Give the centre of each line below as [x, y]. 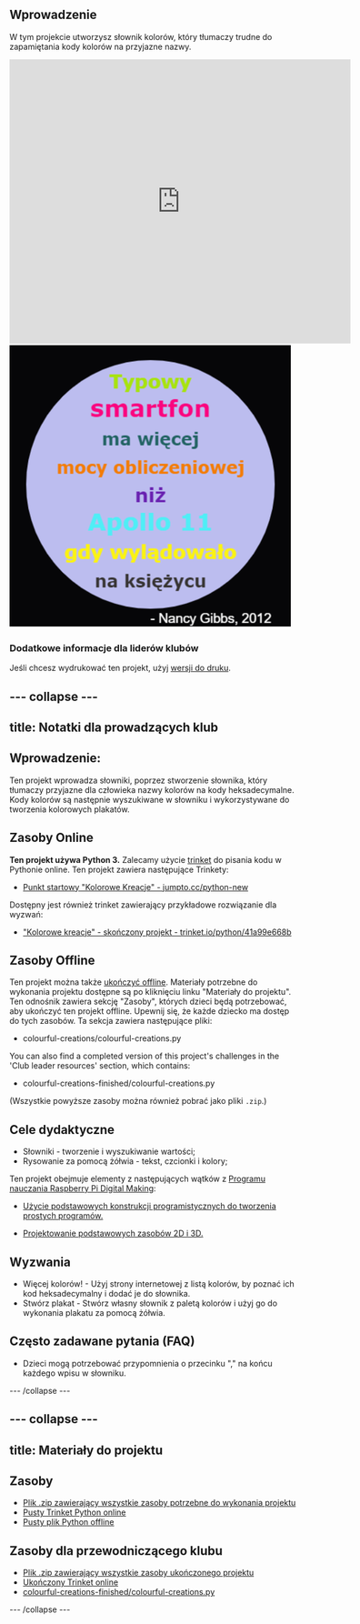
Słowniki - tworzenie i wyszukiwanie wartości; [109, 1152]
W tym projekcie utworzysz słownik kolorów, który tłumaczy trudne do [141, 36]
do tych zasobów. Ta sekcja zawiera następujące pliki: [111, 1021]
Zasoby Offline [52, 960]
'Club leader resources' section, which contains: [100, 1066]
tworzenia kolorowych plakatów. [70, 809]
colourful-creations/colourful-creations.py [102, 1038]
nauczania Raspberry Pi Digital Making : [83, 1188]
